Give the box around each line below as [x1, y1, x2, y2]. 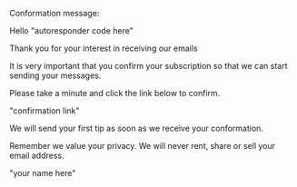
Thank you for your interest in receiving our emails [9, 43, 198, 54]
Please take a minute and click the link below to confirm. [9, 88, 221, 98]
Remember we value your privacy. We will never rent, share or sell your [9, 141, 275, 151]
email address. [9, 150, 65, 161]
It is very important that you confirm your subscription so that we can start [9, 61, 288, 71]
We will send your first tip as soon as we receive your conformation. [9, 123, 263, 133]
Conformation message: [9, 8, 100, 18]
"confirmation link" [9, 105, 80, 116]
